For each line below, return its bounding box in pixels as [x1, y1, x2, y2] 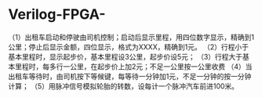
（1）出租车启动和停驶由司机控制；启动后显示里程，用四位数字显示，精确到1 [8, 32, 255, 42]
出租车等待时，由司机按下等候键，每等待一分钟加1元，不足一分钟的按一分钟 [8, 71, 252, 81]
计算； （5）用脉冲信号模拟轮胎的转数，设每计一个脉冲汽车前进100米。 [8, 81, 239, 91]
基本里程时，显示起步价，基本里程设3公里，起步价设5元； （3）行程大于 [8, 52, 243, 61]
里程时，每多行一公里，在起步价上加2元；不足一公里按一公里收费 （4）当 [14, 61, 253, 71]
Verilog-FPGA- [8, 5, 106, 24]
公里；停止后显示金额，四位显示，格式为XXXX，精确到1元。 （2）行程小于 [8, 42, 249, 52]
